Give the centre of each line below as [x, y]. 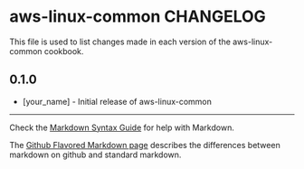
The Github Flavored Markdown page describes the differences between [145, 145]
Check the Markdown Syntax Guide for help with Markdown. [122, 127]
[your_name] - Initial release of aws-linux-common [117, 101]
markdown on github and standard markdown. [95, 155]
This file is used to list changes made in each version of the [120, 42]
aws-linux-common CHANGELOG [138, 17]
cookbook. [64, 51]
